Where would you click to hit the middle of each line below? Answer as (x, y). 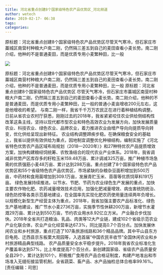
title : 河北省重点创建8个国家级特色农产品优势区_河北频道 (56, 9)
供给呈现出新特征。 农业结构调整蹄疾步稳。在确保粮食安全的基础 (86, 134)
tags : (10, 23)
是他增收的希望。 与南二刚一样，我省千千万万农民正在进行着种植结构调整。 (80, 110)
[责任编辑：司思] (22, 268)
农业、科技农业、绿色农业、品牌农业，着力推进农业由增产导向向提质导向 (77, 128)
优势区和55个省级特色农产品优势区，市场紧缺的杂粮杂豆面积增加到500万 (77, 171)
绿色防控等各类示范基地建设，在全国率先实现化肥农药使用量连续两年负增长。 (81, 195)
